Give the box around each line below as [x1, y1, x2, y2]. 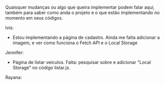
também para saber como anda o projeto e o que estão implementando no [5, 10, 160, 16]
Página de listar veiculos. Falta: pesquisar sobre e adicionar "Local [12, 59, 151, 65]
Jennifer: [5, 50, 24, 55]
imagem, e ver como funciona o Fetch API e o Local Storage [12, 40, 138, 46]
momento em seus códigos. [5, 15, 63, 21]
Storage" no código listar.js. [12, 65, 71, 70]
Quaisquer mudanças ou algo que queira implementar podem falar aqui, [5, 5, 155, 10]
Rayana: [5, 74, 22, 80]
